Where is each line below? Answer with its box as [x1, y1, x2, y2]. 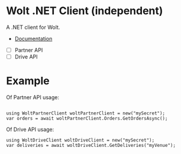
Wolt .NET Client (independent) [6, 4, 163, 18]
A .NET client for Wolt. [6, 24, 60, 31]
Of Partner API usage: [6, 94, 59, 101]
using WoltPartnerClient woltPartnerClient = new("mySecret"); [6, 110, 166, 116]
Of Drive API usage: [6, 126, 54, 133]
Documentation [14, 35, 53, 42]
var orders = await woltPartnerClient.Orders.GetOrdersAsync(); [6, 116, 168, 122]
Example [6, 74, 50, 88]
